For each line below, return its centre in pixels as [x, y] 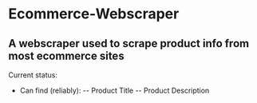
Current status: [33, 75]
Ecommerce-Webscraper [94, 14]
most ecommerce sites [67, 55]
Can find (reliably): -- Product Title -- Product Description [115, 90]
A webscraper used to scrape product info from [129, 44]
